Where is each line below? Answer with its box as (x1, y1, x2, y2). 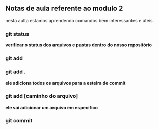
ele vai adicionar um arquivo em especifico (5, 104, 98, 110)
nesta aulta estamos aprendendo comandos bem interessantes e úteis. (5, 17, 154, 23)
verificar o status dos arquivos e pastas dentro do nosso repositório (5, 42, 152, 48)
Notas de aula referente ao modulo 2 (5, 4, 123, 13)
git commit (5, 117, 33, 124)
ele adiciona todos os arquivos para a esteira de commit (5, 80, 126, 86)
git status (5, 30, 30, 37)
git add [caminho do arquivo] (5, 93, 78, 100)
